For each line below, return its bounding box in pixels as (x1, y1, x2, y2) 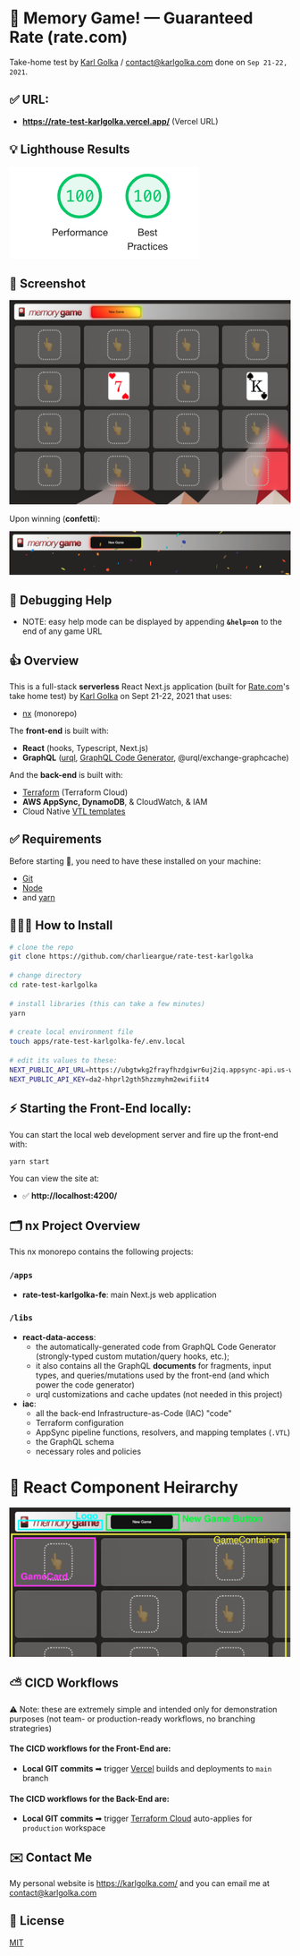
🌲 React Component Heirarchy (9, 1477, 238, 1498)
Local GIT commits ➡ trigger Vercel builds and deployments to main (21, 1764, 272, 1774)
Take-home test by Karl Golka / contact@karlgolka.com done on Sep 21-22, (9, 56, 288, 67)
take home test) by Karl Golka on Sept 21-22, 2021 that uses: (9, 690, 232, 701)
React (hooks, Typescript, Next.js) (21, 742, 149, 753)
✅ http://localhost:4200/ (21, 1191, 118, 1201)
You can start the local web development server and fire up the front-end (9, 1129, 279, 1140)
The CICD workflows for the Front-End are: (9, 1743, 171, 1754)
